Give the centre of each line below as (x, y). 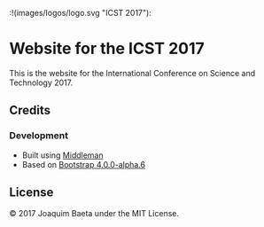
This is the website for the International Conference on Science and (132, 73)
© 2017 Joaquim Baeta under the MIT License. (94, 214)
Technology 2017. (41, 82)
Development (39, 136)
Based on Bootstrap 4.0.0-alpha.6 (84, 164)
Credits (30, 110)
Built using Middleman (62, 155)
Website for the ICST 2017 (107, 49)
